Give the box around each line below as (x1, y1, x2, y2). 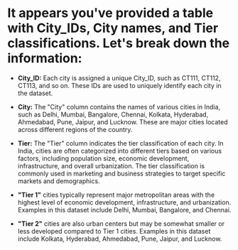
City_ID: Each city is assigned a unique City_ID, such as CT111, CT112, (17, 73, 221, 82)
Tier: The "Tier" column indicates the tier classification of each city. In (17, 138, 224, 147)
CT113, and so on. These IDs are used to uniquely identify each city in (17, 81, 222, 89)
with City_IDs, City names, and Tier (7, 20, 219, 36)
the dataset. (17, 89, 53, 97)
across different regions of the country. (17, 125, 133, 134)
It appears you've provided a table (7, 5, 214, 21)
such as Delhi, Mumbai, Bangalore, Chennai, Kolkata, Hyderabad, (17, 110, 209, 119)
